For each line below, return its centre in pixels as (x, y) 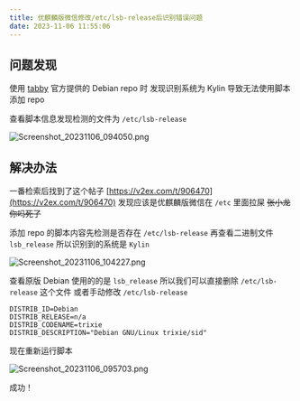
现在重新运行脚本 (41, 351)
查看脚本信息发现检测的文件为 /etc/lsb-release (98, 119)
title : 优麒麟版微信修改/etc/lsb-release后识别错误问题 (106, 18)
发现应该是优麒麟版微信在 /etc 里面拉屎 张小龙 (204, 202)
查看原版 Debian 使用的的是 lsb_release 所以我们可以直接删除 (124, 281)
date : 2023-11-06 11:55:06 (60, 26)
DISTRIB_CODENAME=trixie (56, 325)
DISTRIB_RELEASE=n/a (48, 317)
